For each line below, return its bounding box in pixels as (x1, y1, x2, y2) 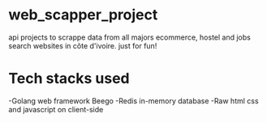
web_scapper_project (8, 6, 158, 24)
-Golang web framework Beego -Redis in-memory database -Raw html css (8, 95, 259, 106)
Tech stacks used (8, 69, 130, 88)
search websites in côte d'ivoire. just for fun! (8, 40, 157, 50)
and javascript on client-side (8, 104, 104, 114)
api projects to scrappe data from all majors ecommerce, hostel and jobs (8, 32, 252, 42)
